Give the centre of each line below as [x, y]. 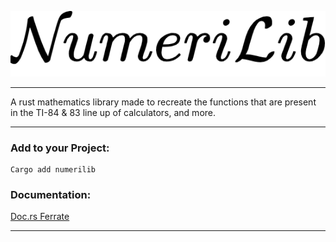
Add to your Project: [60, 148]
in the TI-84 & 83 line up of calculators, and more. [113, 112]
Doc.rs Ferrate [40, 217]
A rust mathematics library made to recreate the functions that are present [163, 102]
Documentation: [51, 194]
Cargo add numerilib [53, 169]
